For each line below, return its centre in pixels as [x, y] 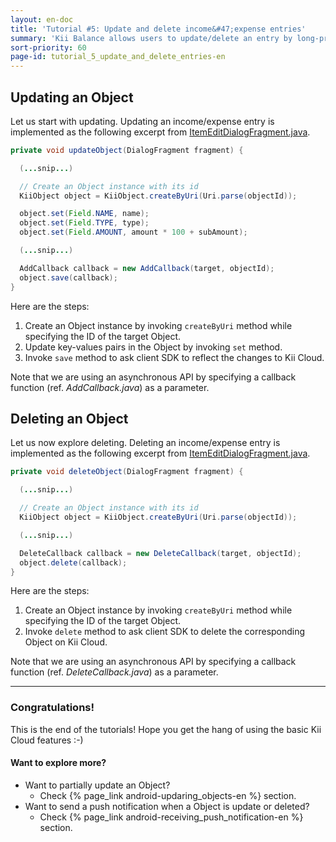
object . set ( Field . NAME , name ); [84, 214]
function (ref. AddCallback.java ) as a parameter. [110, 387]
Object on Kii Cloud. [66, 642]
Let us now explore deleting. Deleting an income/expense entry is [145, 443]
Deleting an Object [69, 418]
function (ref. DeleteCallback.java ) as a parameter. [114, 672]
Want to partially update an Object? [97, 785]
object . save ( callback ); [68, 277]
